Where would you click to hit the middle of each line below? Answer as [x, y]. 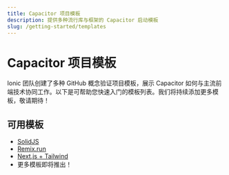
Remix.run [31, 149]
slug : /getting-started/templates [57, 26]
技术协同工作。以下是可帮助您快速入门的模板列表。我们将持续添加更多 [112, 92]
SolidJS [28, 142]
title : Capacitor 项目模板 [44, 13]
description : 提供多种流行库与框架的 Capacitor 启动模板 [83, 20]
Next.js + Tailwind [42, 156]
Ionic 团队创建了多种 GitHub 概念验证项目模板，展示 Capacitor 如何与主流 [111, 83]
